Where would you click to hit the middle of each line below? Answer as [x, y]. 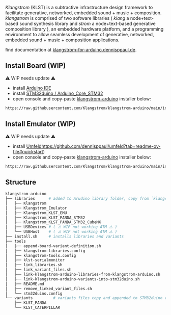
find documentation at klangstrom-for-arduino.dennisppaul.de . [71, 50]
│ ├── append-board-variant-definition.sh [53, 246]
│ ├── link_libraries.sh [34, 265]
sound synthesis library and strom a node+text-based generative [88, 23]
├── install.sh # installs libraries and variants [65, 237]
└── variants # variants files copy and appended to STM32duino [84, 298]
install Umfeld [27, 146]
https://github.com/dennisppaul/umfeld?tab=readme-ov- [101, 146]
